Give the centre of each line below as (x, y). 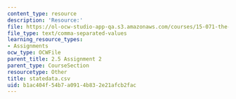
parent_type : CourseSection (48, 66)
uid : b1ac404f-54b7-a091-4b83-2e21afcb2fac (72, 85)
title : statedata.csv (39, 78)
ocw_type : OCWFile (34, 53)
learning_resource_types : (45, 40)
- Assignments (28, 46)
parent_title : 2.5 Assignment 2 (54, 59)
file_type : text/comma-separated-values (67, 33)
